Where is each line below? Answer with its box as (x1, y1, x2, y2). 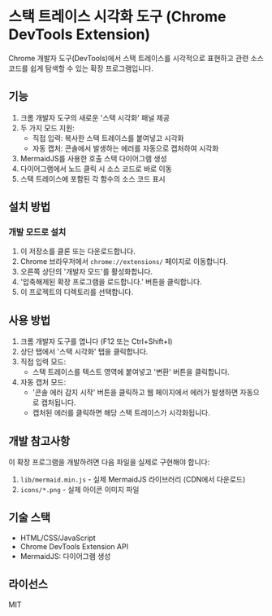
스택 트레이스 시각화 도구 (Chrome (8, 7, 227, 26)
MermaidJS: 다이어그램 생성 (19, 551, 111, 561)
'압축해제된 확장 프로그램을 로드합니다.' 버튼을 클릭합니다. (19, 277, 202, 287)
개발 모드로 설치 (8, 227, 67, 238)
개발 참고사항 (8, 433, 71, 448)
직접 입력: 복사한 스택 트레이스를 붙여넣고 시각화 (32, 133, 184, 143)
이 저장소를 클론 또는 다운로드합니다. (19, 246, 136, 257)
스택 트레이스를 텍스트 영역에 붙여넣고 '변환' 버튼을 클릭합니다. (32, 367, 230, 377)
